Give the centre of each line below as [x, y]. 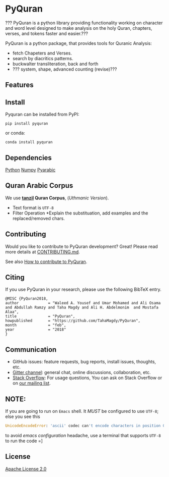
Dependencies [28, 158]
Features [19, 85]
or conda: [15, 133]
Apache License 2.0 [26, 469]
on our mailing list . [32, 383]
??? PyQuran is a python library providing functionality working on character [84, 23]
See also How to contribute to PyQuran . [46, 261]
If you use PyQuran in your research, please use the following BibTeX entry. [83, 289]
